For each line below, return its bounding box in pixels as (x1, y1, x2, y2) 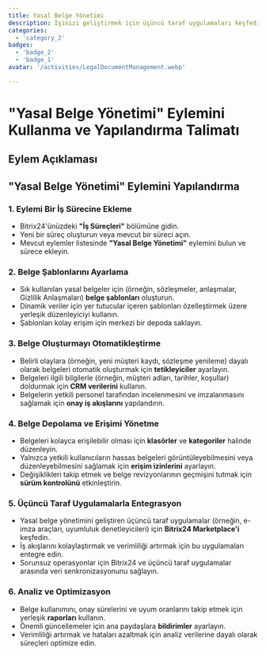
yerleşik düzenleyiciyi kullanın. (19, 310, 120, 320)
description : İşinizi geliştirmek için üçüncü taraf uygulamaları (8, 19, 232, 27)
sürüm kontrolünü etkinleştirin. (19, 477, 123, 488)
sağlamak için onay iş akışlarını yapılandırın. (19, 398, 165, 408)
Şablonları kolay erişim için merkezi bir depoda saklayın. (19, 318, 203, 327)
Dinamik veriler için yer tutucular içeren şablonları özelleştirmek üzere (19, 301, 248, 311)
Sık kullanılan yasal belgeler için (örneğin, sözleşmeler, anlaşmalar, (19, 285, 237, 294)
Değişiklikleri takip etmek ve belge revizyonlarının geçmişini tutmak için (19, 469, 252, 479)
